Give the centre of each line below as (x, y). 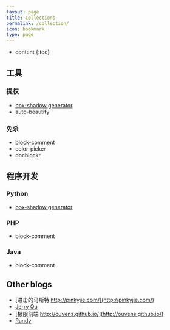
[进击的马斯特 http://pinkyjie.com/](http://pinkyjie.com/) (85, 300)
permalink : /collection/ (38, 23)
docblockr (28, 156)
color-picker (30, 149)
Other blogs (29, 284)
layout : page (23, 12)
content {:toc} (32, 52)
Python (17, 194)
